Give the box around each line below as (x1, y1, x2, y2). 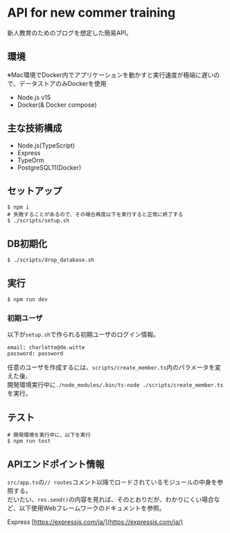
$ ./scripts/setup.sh (7, 217, 70, 225)
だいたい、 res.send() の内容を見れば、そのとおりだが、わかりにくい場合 (7, 495, 215, 503)
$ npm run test (7, 438, 51, 445)
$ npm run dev (7, 296, 48, 303)
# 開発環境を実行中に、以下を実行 (7, 432, 91, 439)
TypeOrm (17, 156, 45, 164)
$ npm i (7, 204, 30, 211)
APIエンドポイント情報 (7, 458, 105, 470)
